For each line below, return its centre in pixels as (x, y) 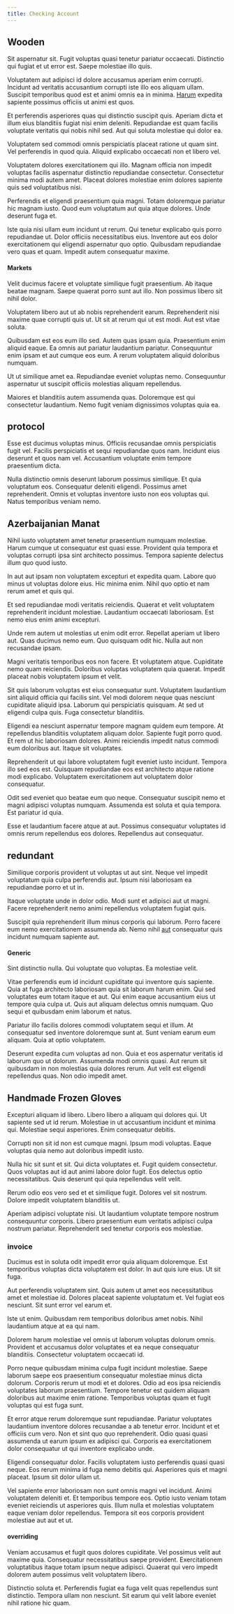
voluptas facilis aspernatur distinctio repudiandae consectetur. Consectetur (116, 173)
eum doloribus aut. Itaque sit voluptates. (65, 748)
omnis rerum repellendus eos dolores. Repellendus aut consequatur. (105, 834)
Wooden (26, 42)
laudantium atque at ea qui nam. (53, 1326)
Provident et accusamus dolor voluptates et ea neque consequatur (103, 1347)
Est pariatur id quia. (35, 813)
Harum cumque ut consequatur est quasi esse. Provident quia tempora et (113, 548)
